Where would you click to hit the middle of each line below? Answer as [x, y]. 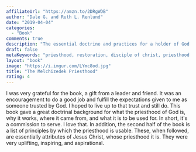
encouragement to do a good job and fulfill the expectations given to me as [97, 99]
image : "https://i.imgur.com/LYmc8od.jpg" [59, 66]
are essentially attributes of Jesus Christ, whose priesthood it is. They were [97, 137]
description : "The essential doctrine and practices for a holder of [93, 44]
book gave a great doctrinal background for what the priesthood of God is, [96, 112]
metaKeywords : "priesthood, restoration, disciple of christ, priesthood [98, 55]
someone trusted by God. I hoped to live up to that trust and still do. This [93, 106]
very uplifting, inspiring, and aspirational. [55, 143]
